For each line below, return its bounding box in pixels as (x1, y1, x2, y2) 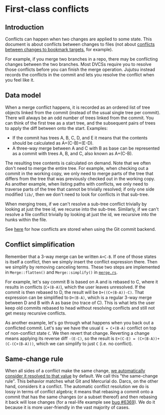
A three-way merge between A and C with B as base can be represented (12, 145, 160, 151)
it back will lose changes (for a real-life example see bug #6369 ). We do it (5, 399, 155, 405)
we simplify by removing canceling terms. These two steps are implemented (5, 264, 160, 270)
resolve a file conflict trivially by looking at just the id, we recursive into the (5, 211, 157, 217)
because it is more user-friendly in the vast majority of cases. (5, 405, 130, 411)
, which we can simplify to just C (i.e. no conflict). (33, 341, 133, 347)
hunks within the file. (5, 217, 48, 223)
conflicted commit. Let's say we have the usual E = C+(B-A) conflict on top (5, 325, 157, 331)
